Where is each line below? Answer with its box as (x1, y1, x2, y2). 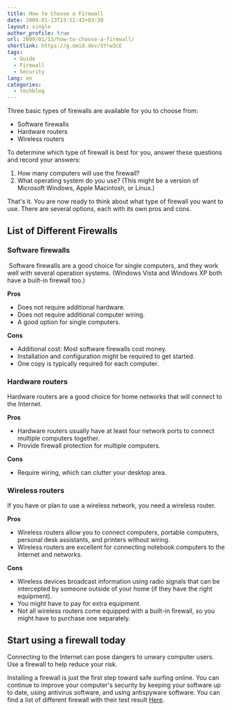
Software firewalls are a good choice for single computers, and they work (8, 261, 219, 269)
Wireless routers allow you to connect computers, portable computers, (17, 528, 220, 536)
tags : (7, 49, 23, 56)
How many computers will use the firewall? (17, 169, 140, 178)
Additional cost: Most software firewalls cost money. (17, 344, 168, 353)
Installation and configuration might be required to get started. (17, 352, 195, 360)
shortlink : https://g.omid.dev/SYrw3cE (7, 42, 123, 49)
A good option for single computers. (17, 317, 121, 326)
